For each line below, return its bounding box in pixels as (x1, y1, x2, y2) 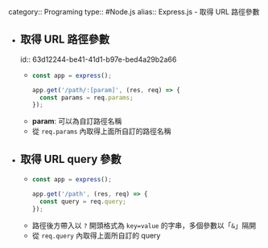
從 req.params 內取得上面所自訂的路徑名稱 (31, 127, 171, 136)
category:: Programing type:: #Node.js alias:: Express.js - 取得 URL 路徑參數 (8, 7, 260, 16)
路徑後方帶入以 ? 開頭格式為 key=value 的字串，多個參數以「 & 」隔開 (31, 220, 257, 230)
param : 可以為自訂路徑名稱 (31, 116, 122, 126)
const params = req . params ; (39, 93, 134, 102)
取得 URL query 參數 (19, 152, 122, 166)
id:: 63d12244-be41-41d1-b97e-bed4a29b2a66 (19, 55, 177, 64)
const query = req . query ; (39, 197, 126, 205)
